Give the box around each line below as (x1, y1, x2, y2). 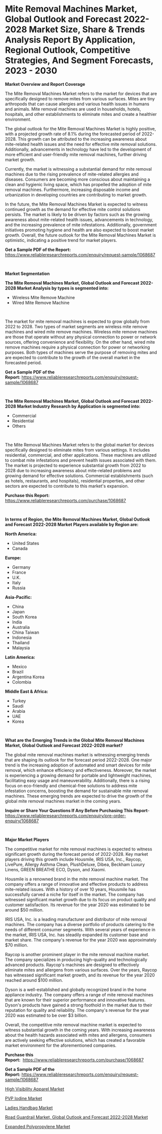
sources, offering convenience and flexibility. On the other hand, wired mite (5, 339, 155, 345)
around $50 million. (5, 907, 44, 912)
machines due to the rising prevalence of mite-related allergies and (5, 171, 139, 177)
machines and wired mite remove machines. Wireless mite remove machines (5, 329, 158, 335)
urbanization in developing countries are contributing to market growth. (5, 192, 147, 197)
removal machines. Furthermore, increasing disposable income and (5, 187, 139, 192)
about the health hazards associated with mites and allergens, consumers (5, 1032, 152, 1038)
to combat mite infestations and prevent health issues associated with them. (5, 457, 157, 463)
